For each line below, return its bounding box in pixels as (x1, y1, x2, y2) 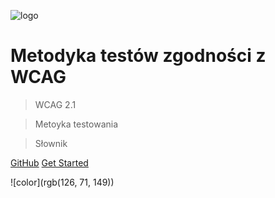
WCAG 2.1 (34, 98, 77, 110)
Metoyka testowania (34, 118, 119, 130)
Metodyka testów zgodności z (10, 45, 267, 67)
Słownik (34, 137, 68, 149)
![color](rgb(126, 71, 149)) (10, 176, 115, 188)
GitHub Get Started (10, 156, 89, 169)
